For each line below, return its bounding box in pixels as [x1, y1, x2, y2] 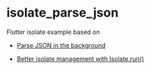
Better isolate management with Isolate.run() [16, 54, 144, 63]
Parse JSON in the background [16, 41, 106, 49]
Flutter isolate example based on [6, 28, 100, 36]
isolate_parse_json [6, 5, 119, 21]
